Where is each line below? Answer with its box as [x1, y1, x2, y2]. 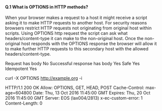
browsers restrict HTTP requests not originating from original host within [5, 25, 152, 31]
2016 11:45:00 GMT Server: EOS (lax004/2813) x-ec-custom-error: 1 [5, 95, 143, 101]
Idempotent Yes [5, 66, 37, 72]
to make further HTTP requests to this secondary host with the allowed [5, 46, 149, 52]
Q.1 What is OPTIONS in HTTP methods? [5, 4, 88, 10]
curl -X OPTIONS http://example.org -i [5, 75, 82, 81]
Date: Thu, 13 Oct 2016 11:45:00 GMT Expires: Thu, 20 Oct [32, 90, 151, 96]
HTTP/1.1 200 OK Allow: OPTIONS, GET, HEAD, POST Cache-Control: [5, 85, 145, 90]
